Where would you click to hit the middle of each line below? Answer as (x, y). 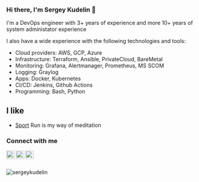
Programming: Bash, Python (50, 92)
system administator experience (46, 29)
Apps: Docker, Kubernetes (48, 79)
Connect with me (32, 141)
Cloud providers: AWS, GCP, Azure (59, 53)
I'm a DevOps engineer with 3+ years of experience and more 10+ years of (99, 23)
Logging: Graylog (37, 72)
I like (15, 111)
